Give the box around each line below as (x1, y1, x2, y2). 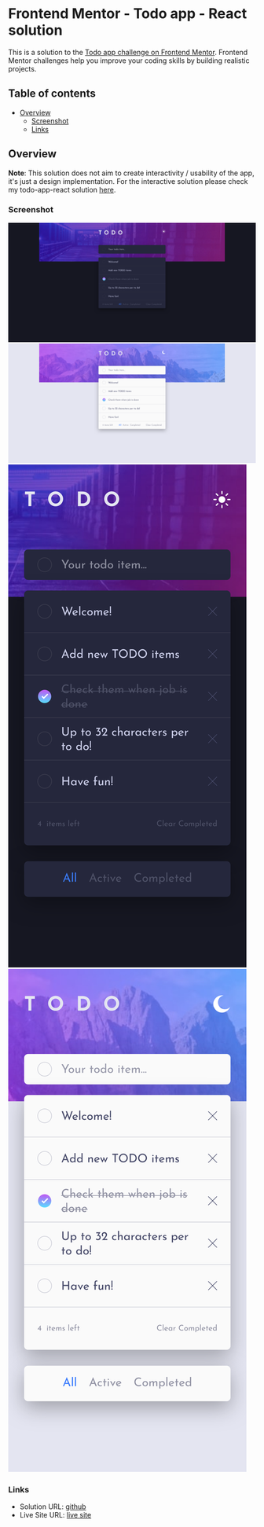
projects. (8, 64, 37, 73)
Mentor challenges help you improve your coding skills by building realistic (8, 56, 250, 65)
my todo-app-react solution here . (8, 185, 116, 194)
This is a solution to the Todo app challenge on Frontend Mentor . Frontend (8, 47, 248, 57)
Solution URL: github (19, 1502, 86, 1511)
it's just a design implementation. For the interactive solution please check (8, 176, 248, 185)
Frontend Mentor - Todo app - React (8, 5, 247, 23)
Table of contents (8, 87, 96, 101)
